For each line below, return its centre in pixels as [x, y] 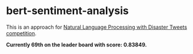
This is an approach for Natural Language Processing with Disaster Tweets [96, 27]
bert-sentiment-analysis [67, 11]
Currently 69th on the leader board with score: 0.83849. [76, 45]
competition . [21, 33]
